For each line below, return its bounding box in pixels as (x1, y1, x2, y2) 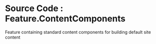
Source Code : (5, 3, 63, 14)
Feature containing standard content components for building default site (5, 29, 151, 35)
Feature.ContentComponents (5, 13, 126, 24)
